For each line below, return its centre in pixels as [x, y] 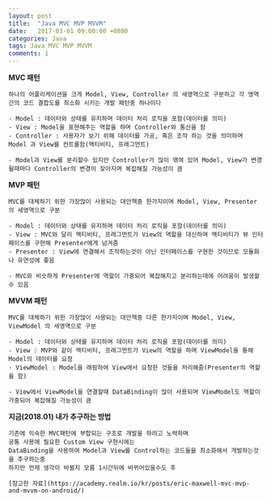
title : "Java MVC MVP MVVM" [57, 23]
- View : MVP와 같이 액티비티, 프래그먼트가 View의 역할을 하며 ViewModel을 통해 [131, 351]
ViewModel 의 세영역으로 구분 [53, 326]
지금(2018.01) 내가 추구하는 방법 [60, 417]
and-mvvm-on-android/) [47, 491]
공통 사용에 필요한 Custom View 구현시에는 [72, 442]
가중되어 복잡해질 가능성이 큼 [50, 401]
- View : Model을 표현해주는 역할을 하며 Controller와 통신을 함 [107, 127]
